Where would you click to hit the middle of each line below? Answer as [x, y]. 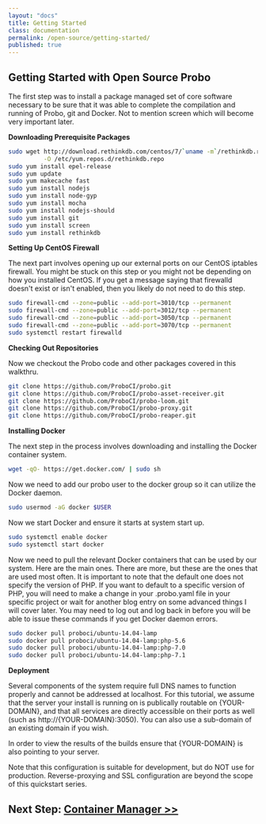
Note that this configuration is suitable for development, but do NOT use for [131, 768]
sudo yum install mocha [47, 203]
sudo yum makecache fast [49, 181]
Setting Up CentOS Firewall [54, 248]
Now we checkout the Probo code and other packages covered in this [122, 363]
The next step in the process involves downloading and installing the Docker [133, 446]
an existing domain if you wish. [59, 728]
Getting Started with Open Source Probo [110, 77]
